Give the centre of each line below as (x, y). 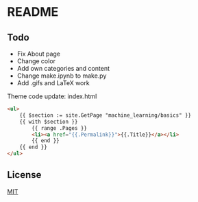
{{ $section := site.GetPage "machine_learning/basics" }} (106, 115)
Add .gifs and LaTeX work (53, 83)
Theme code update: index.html (52, 96)
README (33, 12)
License (24, 175)
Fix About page (38, 54)
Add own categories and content (63, 68)
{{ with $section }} (49, 122)
